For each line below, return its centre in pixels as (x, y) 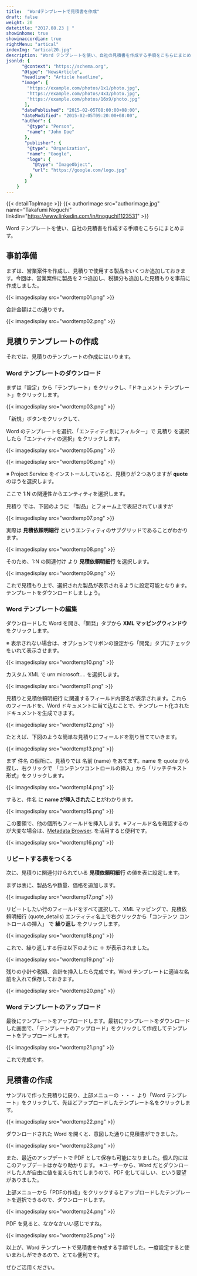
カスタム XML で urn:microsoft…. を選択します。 (64, 674)
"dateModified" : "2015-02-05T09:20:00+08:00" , (79, 115)
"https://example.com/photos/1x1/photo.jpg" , (84, 88)
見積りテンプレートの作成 (52, 341)
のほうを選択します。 (32, 481)
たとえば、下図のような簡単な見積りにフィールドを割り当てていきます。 (93, 737)
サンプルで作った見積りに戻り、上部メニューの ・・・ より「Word (86, 1095)
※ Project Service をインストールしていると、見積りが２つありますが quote (97, 474)
